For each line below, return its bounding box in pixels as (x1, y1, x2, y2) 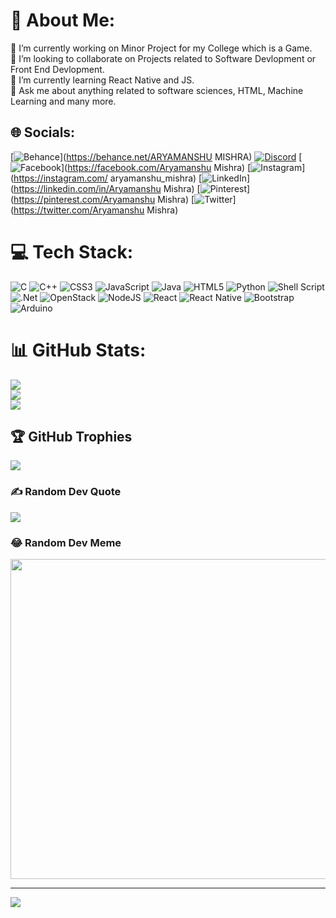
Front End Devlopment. (10, 63, 105, 75)
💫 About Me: (10, 9, 116, 32)
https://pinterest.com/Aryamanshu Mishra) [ (13, 193, 195, 205)
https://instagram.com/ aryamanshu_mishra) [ (13, 172, 203, 184)
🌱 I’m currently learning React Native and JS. (10, 74, 195, 86)
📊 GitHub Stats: (10, 339, 147, 361)
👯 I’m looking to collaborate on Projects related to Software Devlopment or (10, 52, 317, 64)
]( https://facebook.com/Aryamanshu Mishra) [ (61, 161, 252, 173)
